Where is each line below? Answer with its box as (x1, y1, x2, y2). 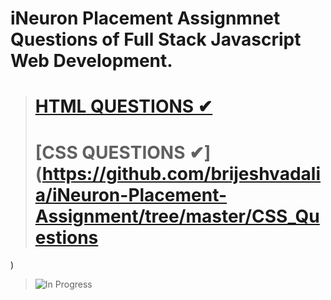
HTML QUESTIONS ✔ (34, 95, 213, 118)
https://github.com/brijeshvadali (41, 162, 321, 185)
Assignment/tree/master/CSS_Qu (34, 205, 320, 227)
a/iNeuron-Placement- (34, 183, 228, 206)
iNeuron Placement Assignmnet (10, 7, 281, 30)
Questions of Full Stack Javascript (10, 28, 302, 51)
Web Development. (10, 50, 173, 72)
